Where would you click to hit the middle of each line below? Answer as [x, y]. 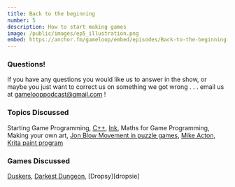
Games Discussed [39, 160]
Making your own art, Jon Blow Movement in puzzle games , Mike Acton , [111, 135]
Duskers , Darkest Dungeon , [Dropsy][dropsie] [73, 176]
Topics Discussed [38, 113]
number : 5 [22, 20]
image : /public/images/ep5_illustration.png [73, 33]
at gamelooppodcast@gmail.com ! [57, 95]
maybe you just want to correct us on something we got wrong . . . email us [116, 87]
